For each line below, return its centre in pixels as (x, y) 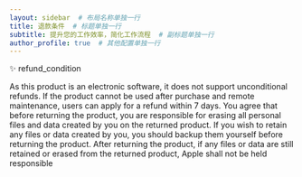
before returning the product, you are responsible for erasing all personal (146, 116)
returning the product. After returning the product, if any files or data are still (151, 144)
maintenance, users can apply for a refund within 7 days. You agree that (144, 106)
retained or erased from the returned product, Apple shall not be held (138, 154)
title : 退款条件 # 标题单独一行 (66, 26)
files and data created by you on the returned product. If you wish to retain (148, 125)
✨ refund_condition (45, 69)
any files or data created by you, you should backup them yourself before (146, 135)
